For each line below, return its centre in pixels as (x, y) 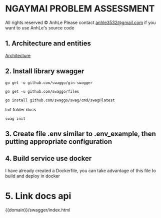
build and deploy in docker (32, 176)
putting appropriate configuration (59, 141)
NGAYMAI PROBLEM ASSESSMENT (80, 9)
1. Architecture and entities (48, 44)
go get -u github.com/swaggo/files (42, 91)
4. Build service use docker (48, 158)
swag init (15, 118)
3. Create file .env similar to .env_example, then (81, 133)
